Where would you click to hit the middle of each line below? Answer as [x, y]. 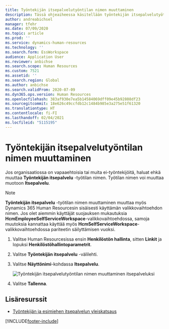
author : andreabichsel [29, 19]
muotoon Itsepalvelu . [28, 183]
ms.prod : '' [18, 38]
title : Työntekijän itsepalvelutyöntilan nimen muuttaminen [70, 10]
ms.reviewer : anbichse [29, 62]
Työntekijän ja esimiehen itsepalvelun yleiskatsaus [65, 311]
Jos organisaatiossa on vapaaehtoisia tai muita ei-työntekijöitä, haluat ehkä [83, 172]
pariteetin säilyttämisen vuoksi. [83, 229]
